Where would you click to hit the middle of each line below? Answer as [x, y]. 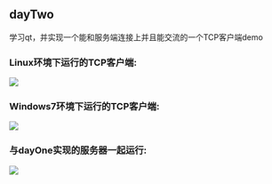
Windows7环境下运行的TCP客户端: [84, 107]
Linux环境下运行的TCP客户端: [73, 62]
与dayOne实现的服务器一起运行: [78, 150]
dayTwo [32, 15]
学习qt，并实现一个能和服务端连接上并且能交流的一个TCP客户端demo [136, 37]
